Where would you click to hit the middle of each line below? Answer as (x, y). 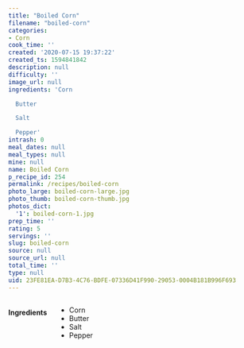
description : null (39, 68)
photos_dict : (30, 207)
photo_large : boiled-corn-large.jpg (69, 191)
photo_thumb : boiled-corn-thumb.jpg (69, 199)
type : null (26, 273)
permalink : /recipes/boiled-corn (64, 184)
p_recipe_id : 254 (37, 177)
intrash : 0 (26, 140)
